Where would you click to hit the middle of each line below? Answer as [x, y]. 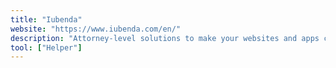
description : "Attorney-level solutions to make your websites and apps [165, 38]
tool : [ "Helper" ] [46, 47]
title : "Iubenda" [46, 19]
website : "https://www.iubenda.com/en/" [96, 29]
